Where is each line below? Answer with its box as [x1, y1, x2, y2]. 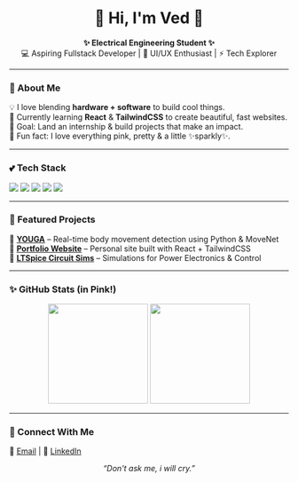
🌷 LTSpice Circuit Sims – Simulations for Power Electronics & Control [9, 252, 262, 263]
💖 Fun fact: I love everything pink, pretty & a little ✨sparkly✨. [9, 130, 231, 141]
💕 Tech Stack [9, 162, 67, 174]
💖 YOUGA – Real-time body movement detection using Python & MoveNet [9, 233, 279, 244]
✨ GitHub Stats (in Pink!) [9, 283, 117, 296]
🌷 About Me [9, 82, 61, 94]
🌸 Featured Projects [9, 213, 96, 225]
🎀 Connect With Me [9, 426, 95, 439]
